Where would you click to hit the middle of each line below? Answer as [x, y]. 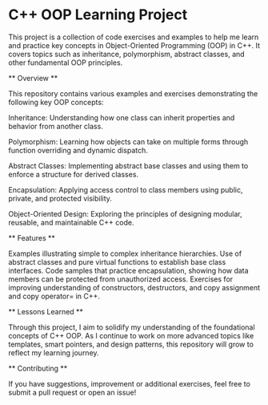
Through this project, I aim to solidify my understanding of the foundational [132, 327]
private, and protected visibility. [60, 198]
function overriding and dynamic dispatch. [78, 150]
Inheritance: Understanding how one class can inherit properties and [122, 117]
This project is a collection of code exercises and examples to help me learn [134, 37]
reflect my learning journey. [54, 352]
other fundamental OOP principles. [66, 63]
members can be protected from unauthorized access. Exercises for [121, 279]
